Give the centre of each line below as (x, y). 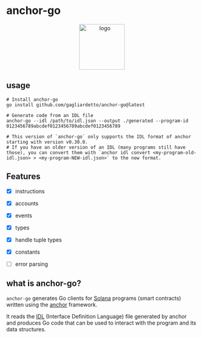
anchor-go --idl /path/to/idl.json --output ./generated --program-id (97, 121)
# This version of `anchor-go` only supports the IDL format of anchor (99, 137)
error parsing (32, 264)
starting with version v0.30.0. (47, 142)
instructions (30, 191)
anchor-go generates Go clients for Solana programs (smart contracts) (94, 298)
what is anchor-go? (44, 284)
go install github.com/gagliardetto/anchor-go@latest (76, 105)
